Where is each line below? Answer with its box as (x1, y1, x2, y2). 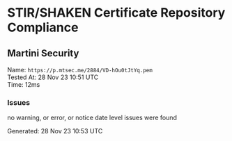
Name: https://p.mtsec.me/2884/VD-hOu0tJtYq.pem (7, 66, 153, 74)
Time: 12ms (7, 81, 40, 88)
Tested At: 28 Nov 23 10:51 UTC (7, 73, 99, 81)
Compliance (7, 19, 79, 35)
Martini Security (7, 47, 79, 59)
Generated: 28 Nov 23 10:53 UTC (7, 127, 103, 135)
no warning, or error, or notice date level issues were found (7, 113, 178, 122)
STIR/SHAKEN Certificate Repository (7, 5, 226, 21)
